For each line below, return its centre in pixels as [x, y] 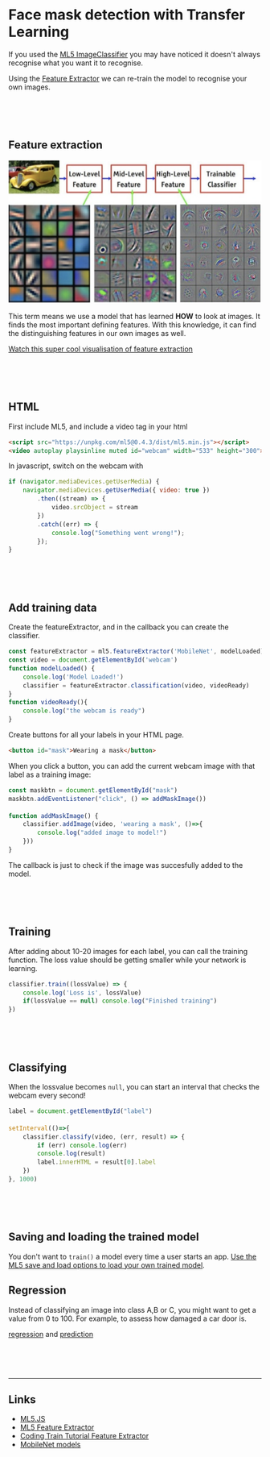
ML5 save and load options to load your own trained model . [106, 1265]
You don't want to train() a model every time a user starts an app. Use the [133, 1256]
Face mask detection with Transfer [127, 15]
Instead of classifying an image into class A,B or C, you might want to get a [133, 1310]
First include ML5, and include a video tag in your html [98, 426]
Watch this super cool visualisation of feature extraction [100, 349]
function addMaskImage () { [53, 816]
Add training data [53, 607]
